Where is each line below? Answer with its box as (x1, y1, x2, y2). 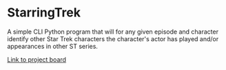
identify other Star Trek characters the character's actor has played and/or (7, 34, 219, 43)
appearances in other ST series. (7, 42, 99, 50)
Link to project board (7, 55, 67, 63)
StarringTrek (7, 5, 81, 21)
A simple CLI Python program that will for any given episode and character (7, 27, 219, 36)
